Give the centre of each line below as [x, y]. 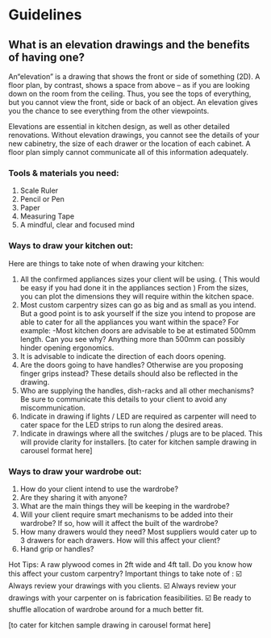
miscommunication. [53, 407]
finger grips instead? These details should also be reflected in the [129, 373]
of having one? [46, 57]
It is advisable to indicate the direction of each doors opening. [123, 356]
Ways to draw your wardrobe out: [75, 471]
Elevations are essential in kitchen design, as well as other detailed [119, 126]
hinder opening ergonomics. [67, 348]
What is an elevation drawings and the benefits [129, 45]
